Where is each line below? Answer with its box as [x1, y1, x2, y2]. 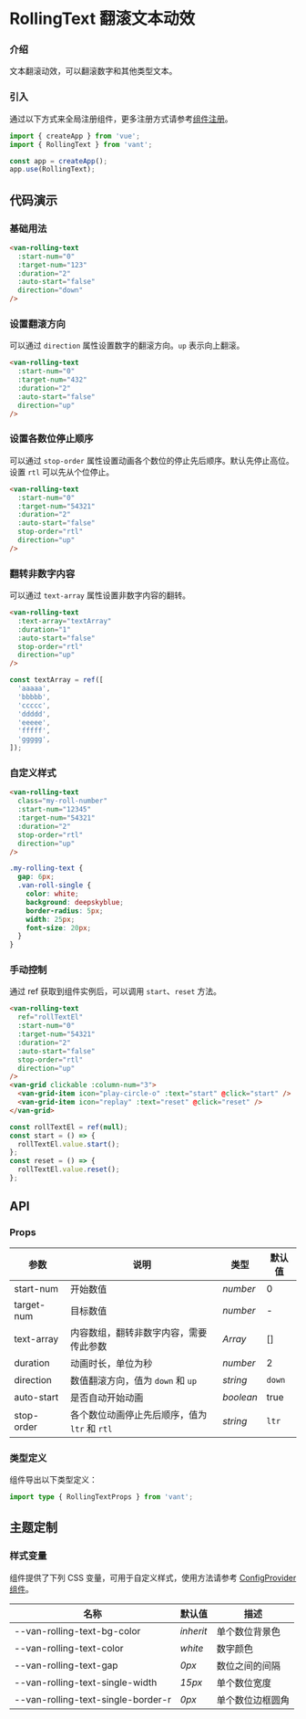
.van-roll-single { [17, 881, 92, 890]
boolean [222, 1390, 258, 1403]
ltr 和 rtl [69, 1421, 113, 1434]
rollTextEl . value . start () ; [17, 1139, 120, 1148]
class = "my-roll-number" [17, 796, 107, 806]
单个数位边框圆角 [216, 1693, 290, 1706]
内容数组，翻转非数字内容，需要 [69, 1326, 208, 1338]
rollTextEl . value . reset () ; [17, 1165, 120, 1174]
